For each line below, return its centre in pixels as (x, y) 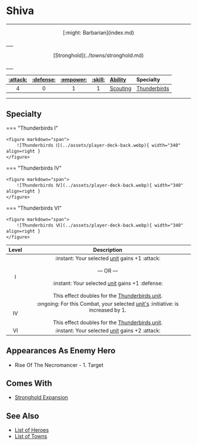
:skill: (98, 80)
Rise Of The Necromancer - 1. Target (59, 365)
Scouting (121, 88)
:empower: (74, 80)
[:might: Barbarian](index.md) (98, 32)
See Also (23, 416)
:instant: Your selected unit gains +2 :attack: (108, 331)
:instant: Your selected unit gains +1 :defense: (108, 283)
